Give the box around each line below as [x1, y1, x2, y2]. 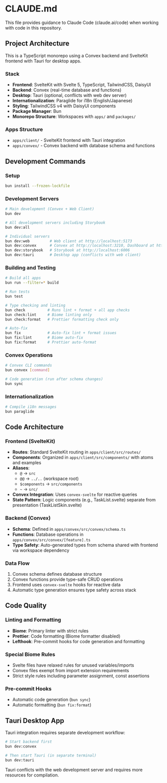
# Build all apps [5, 276, 41, 281]
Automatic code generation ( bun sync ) [12, 697, 91, 703]
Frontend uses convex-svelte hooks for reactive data [12, 582, 121, 587]
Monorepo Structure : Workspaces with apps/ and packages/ [12, 113, 136, 120]
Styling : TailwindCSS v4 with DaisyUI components [12, 103, 116, 109]
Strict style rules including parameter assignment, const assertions [12, 673, 150, 679]
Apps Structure [5, 126, 43, 133]
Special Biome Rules [5, 651, 56, 658]
